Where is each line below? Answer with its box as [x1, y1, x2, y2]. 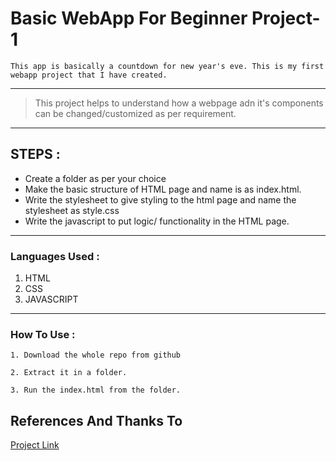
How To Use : [10, 327, 76, 341]
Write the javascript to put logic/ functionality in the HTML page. [24, 215, 290, 227]
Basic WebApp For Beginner [10, 7, 248, 30]
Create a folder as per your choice [24, 172, 167, 184]
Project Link [10, 439, 60, 451]
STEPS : [10, 146, 61, 163]
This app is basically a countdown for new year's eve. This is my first [10, 61, 325, 71]
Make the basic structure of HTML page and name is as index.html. [24, 183, 302, 195]
